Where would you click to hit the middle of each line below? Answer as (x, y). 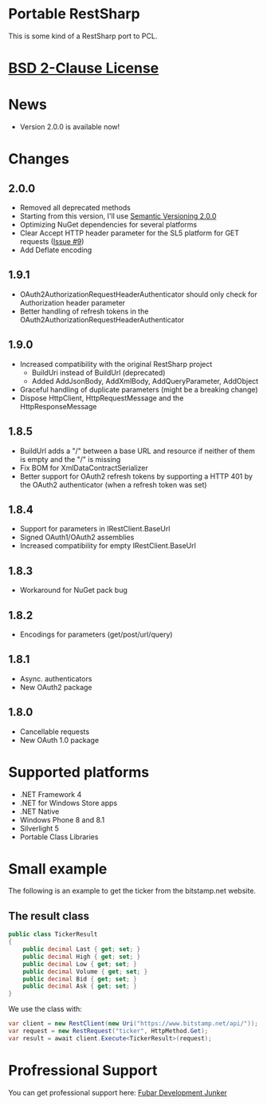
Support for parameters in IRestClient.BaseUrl (95, 529)
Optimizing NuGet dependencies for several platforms (108, 225)
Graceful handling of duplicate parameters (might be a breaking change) (139, 389)
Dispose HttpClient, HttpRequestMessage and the (102, 398)
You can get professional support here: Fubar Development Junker (118, 1092)
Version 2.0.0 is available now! (70, 127)
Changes (39, 159)
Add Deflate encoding (56, 250)
